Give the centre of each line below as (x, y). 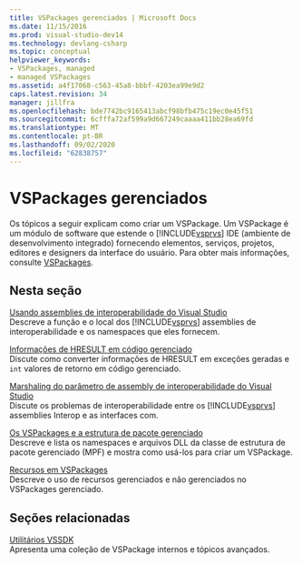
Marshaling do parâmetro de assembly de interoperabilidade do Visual (141, 387)
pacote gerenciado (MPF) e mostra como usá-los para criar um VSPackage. (151, 452)
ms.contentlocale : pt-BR (56, 136)
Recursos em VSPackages (59, 470)
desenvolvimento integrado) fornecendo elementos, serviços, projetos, (142, 243)
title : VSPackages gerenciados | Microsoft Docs (103, 18)
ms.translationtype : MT (54, 128)
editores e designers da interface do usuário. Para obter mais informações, (150, 252)
